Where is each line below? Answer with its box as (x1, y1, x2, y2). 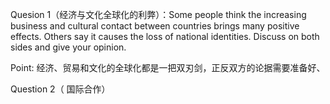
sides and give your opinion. (10, 41, 127, 53)
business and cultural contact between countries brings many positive (10, 20, 300, 32)
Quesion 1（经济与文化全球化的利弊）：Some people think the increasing (10, 9, 307, 20)
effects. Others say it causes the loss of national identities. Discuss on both (10, 31, 320, 42)
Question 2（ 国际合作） (10, 83, 111, 95)
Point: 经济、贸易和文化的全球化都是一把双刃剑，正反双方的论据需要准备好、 (10, 62, 326, 73)
